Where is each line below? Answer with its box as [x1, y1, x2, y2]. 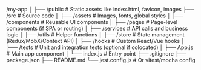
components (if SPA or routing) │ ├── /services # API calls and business [6, 25, 188, 32]
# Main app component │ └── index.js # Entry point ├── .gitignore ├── [6, 50, 186, 57]
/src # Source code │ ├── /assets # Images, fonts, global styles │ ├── [6, 12, 183, 19]
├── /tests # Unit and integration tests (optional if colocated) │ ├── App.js [6, 44, 194, 51]
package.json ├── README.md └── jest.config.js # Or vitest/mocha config [6, 57, 196, 63]
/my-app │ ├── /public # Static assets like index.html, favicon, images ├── [6, 6, 195, 13]
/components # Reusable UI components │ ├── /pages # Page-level [6, 19, 178, 25]
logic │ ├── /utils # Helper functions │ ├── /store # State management [6, 31, 185, 38]
